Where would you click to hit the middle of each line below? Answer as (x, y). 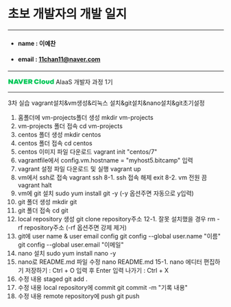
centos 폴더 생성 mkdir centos (59, 134)
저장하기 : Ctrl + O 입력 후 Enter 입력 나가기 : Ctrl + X (97, 270)
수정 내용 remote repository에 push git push (78, 296)
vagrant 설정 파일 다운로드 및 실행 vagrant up (79, 169)
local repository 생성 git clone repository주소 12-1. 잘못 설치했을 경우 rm (117, 219)
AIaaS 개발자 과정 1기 (84, 82)
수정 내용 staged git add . (52, 279)
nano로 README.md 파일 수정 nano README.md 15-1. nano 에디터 (110, 262)
